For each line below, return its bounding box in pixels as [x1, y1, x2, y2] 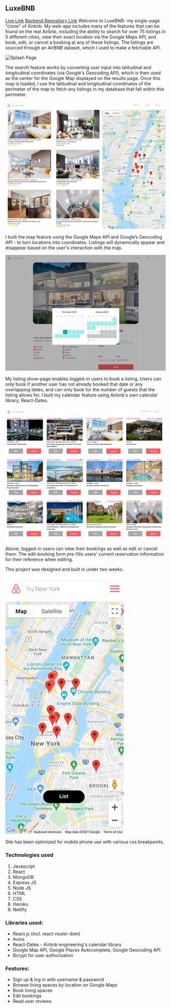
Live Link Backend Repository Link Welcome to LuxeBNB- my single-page [5, 17, 160, 23]
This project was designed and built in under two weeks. [5, 566, 124, 572]
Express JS [12, 879, 37, 885]
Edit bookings [12, 993, 42, 999]
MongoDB [12, 874, 34, 880]
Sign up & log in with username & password [12, 976, 104, 983]
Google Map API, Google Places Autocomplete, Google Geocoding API [12, 947, 161, 953]
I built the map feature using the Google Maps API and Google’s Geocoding [5, 234, 163, 240]
